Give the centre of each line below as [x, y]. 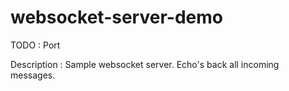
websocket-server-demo [116, 17]
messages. [33, 75]
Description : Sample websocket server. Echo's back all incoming [145, 64]
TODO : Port [35, 45]
